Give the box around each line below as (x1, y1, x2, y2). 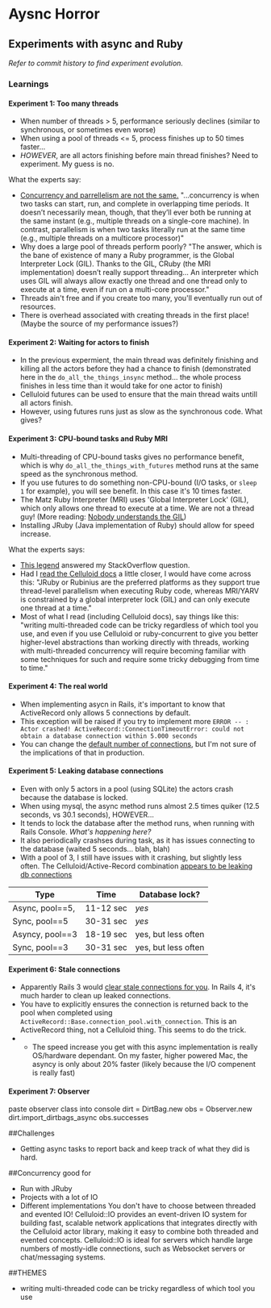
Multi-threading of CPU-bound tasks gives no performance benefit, (19, 452, 244, 461)
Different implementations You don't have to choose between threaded (19, 1201, 256, 1210)
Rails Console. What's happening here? (19, 827, 152, 836)
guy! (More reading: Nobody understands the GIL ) (19, 511, 187, 521)
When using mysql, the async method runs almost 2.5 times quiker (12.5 (19, 801, 260, 810)
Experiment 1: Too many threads (8, 98, 119, 108)
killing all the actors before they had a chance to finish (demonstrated (19, 364, 252, 373)
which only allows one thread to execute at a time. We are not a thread (19, 503, 255, 513)
